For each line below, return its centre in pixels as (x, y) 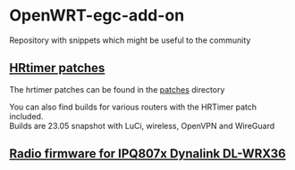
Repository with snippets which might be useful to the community (130, 40)
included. (26, 116)
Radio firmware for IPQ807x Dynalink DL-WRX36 (147, 154)
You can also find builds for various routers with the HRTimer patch (133, 107)
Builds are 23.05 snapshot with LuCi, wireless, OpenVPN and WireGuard (142, 125)
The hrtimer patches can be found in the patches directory (117, 89)
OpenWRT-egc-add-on (97, 16)
